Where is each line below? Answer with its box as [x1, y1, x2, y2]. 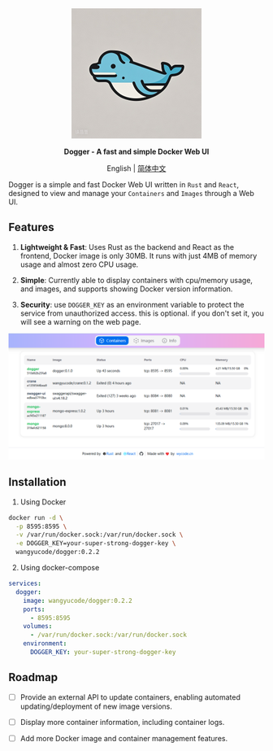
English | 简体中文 [106, 164, 167, 173]
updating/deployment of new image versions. [19, 701, 173, 711]
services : [8, 579, 42, 588]
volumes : [23, 622, 53, 631]
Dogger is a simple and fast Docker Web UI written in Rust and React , [8, 180, 240, 190]
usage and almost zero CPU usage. [19, 260, 139, 269]
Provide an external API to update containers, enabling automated [19, 692, 241, 702]
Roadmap [8, 670, 58, 684]
